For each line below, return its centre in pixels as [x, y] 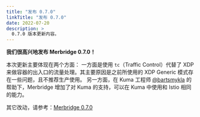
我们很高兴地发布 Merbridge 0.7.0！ [51, 52]
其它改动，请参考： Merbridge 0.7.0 [50, 107]
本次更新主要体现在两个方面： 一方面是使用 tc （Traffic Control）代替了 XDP [100, 65]
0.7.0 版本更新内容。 [35, 34]
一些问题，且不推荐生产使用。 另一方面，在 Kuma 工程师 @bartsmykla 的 [102, 80]
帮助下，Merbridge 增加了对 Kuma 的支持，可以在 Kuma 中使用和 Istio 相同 [99, 87]
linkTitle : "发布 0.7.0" [36, 17]
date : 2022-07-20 [28, 23]
